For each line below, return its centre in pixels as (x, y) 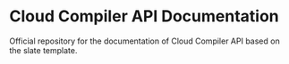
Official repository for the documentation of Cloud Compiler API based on (144, 41)
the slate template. (43, 50)
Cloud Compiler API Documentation (144, 16)
